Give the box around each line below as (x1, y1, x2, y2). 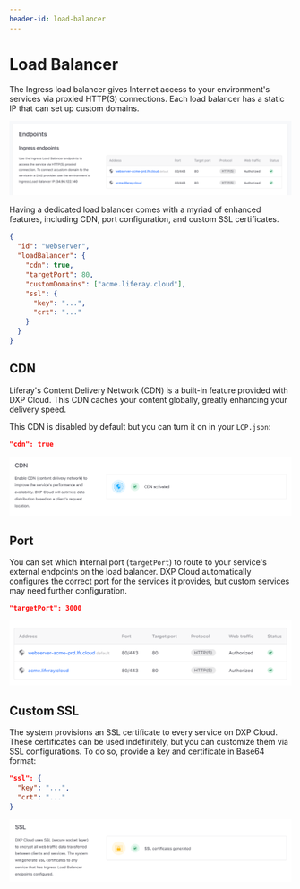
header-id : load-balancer (9, 14, 106, 23)
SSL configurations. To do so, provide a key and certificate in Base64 (9, 746, 265, 757)
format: (9, 756, 37, 766)
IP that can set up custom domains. (9, 103, 140, 114)
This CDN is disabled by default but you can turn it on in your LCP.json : (9, 421, 271, 432)
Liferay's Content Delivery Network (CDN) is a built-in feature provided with (9, 385, 288, 396)
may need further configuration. (9, 586, 127, 596)
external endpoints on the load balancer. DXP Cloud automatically (9, 567, 252, 577)
